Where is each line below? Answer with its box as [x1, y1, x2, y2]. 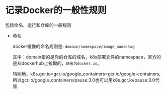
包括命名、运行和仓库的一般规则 [5, 22, 71, 28]
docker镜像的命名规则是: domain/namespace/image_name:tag [12, 43, 135, 49]
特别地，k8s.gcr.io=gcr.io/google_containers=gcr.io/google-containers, [12, 70, 161, 76]
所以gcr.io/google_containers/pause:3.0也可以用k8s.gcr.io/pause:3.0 [12, 77, 155, 83]
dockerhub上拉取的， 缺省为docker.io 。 [21, 60, 102, 66]
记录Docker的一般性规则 [5, 4, 107, 16]
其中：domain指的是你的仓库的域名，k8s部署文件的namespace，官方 [12, 53, 157, 60]
